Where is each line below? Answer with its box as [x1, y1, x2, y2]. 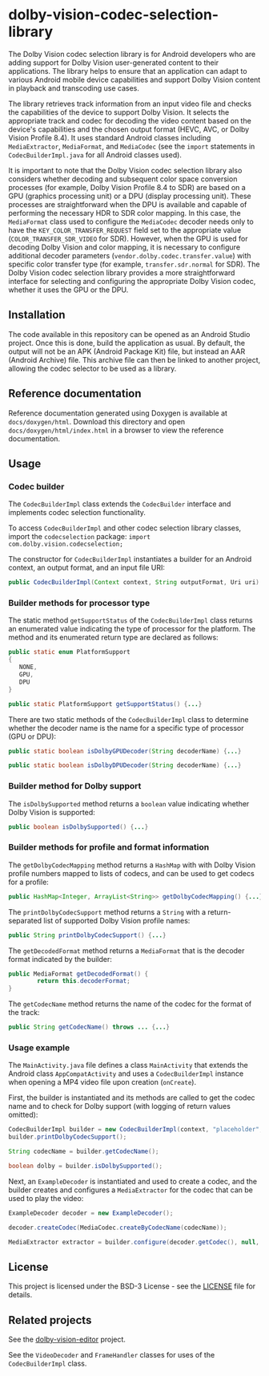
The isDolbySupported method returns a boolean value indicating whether [8, 798, 250, 808]
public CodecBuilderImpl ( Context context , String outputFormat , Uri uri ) [8, 578, 260, 587]
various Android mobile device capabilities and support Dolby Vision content [8, 75, 261, 84]
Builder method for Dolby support [8, 781, 142, 792]
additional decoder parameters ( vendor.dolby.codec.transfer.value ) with [8, 250, 251, 260]
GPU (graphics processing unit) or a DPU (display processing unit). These [8, 191, 251, 201]
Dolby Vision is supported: [8, 807, 96, 817]
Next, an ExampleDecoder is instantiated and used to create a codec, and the [8, 1176, 258, 1186]
